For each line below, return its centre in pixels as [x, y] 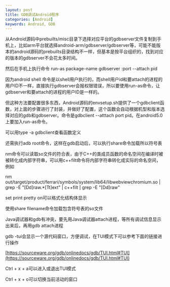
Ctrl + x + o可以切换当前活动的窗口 [41, 279]
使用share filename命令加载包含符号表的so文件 [54, 209]
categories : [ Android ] [29, 19]
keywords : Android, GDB [30, 24]
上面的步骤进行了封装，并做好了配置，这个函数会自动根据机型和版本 [89, 109]
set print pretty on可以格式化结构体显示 [46, 198]
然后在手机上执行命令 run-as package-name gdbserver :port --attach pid [81, 69]
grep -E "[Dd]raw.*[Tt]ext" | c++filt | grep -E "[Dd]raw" [63, 187]
